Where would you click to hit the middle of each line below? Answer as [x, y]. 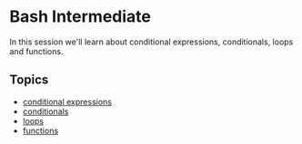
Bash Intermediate [81, 17]
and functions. [36, 51]
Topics [29, 80]
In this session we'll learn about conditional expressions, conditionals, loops [151, 42]
